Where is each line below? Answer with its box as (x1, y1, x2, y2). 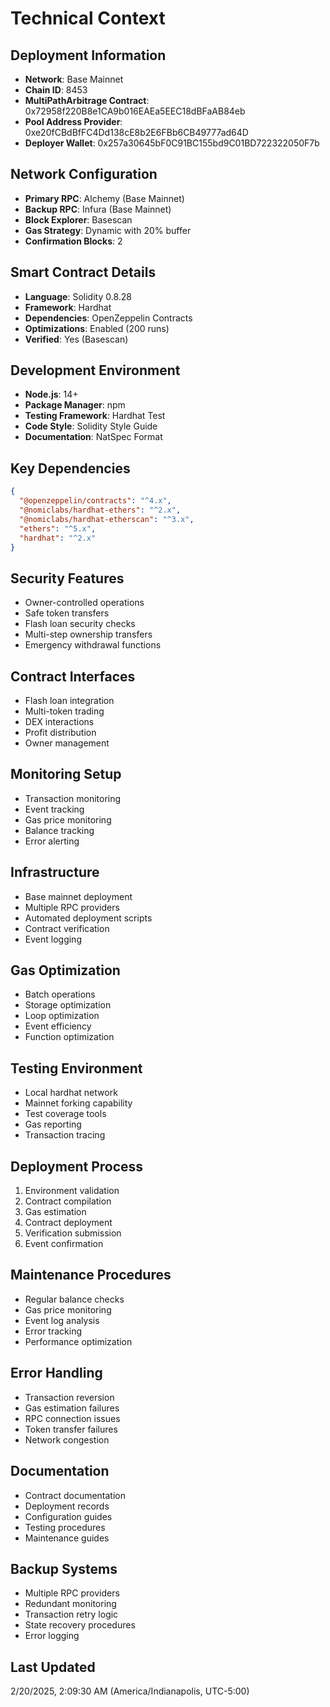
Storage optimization (24, 999, 112, 1011)
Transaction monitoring (24, 792, 122, 804)
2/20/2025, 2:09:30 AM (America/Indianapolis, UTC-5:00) (10, 1685, 250, 1697)
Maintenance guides (24, 1532, 110, 1544)
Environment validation (24, 1185, 120, 1197)
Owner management (24, 737, 110, 749)
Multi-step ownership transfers (24, 628, 153, 641)
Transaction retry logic (24, 1608, 119, 1621)
